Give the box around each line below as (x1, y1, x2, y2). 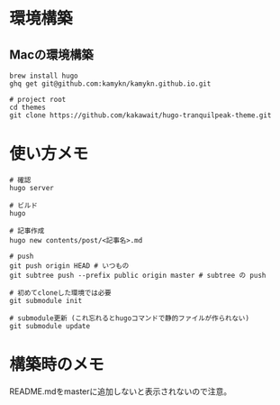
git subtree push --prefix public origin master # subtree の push (9, 271, 266, 280)
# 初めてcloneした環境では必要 (9, 288, 112, 298)
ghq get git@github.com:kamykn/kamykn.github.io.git (9, 79, 212, 88)
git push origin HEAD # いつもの (9, 261, 130, 271)
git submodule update (9, 321, 91, 330)
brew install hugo (9, 71, 78, 80)
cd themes (9, 103, 47, 112)
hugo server (9, 183, 54, 192)
